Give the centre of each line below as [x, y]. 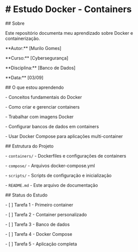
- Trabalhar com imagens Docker [40, 117]
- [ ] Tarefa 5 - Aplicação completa [41, 244]
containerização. [23, 38]
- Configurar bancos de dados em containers [52, 126]
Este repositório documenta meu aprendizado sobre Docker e [69, 33]
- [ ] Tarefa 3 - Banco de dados [38, 224]
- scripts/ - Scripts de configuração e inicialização [58, 175]
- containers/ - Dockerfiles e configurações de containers [66, 156]
